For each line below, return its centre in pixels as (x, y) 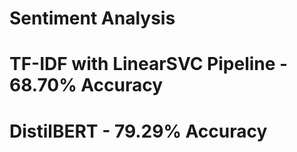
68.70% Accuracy (86, 85)
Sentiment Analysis (92, 18)
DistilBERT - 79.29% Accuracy (138, 131)
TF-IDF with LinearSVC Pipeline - (149, 64)
